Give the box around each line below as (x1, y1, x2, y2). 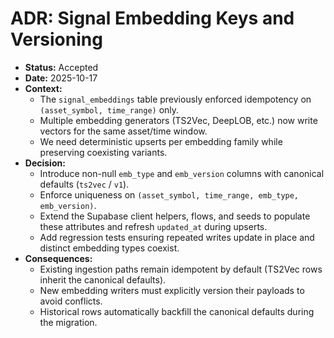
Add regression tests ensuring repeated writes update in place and (39, 231, 315, 243)
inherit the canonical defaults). (39, 273, 167, 286)
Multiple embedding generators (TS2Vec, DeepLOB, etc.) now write (39, 114, 318, 126)
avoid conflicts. (39, 295, 103, 307)
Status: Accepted (24, 61, 99, 73)
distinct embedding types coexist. (39, 242, 180, 254)
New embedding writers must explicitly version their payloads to (39, 284, 305, 296)
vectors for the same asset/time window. (39, 125, 208, 137)
